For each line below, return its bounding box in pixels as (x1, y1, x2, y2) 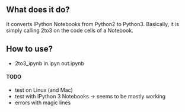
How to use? (6, 44, 53, 54)
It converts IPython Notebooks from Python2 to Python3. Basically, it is (6, 20, 180, 27)
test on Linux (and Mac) (14, 86, 73, 94)
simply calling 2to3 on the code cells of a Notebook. (6, 27, 133, 34)
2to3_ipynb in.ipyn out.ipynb (14, 59, 85, 67)
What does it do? (6, 5, 70, 15)
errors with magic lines (14, 99, 71, 106)
